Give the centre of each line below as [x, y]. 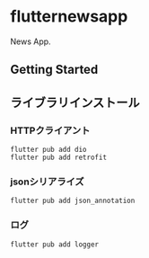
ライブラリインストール [75, 102]
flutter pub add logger [55, 245]
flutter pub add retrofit [58, 158]
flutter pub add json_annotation [73, 201]
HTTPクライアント [50, 130]
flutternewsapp [69, 17]
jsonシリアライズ [47, 182]
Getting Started [54, 70]
